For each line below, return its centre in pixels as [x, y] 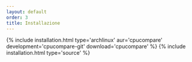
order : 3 [17, 17]
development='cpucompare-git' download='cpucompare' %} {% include [96, 46]
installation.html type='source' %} [48, 53]
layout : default [26, 12]
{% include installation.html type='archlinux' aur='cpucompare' [85, 40]
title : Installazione [33, 23]
